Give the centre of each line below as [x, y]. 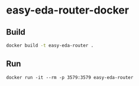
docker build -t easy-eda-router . [50, 45]
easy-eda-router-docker [67, 10]
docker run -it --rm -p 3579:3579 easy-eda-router [70, 77]
